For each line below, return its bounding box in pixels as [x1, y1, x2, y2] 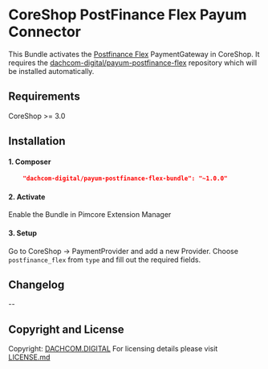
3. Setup [8, 228, 38, 238]
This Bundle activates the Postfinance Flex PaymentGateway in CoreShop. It [8, 49, 260, 59]
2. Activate [8, 191, 46, 202]
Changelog [8, 278, 65, 292]
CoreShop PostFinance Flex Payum [8, 6, 247, 24]
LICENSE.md [8, 352, 51, 363]
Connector [8, 23, 82, 41]
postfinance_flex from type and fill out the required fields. [8, 255, 201, 264]
